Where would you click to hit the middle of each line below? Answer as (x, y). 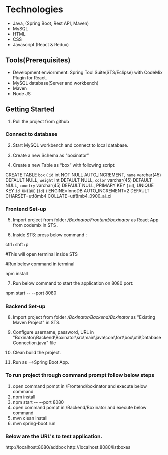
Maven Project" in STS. (37, 323)
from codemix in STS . (36, 225)
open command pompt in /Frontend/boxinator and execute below (80, 386)
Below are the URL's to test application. (54, 436)
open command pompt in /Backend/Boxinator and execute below (80, 407)
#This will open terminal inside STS (42, 254)
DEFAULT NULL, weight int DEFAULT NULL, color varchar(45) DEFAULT (79, 180)
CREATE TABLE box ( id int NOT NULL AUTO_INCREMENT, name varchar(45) (83, 175)
